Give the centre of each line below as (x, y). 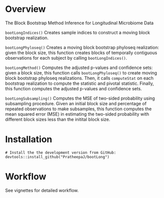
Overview (26, 9)
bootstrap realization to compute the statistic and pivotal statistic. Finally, (80, 83)
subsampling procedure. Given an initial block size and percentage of (76, 103)
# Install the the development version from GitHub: (61, 152)
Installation (29, 139)
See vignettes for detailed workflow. (42, 190)
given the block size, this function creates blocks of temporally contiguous (81, 53)
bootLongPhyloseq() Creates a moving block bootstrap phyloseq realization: (82, 47)
